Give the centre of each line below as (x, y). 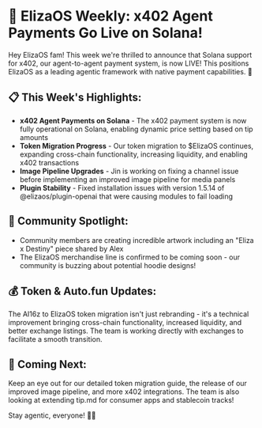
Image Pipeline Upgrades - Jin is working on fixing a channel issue (129, 171)
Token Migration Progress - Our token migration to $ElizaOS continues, (137, 146)
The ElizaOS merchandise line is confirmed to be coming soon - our (130, 257)
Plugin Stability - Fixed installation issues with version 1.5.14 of (122, 187)
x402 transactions (49, 162)
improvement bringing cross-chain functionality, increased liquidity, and (125, 323)
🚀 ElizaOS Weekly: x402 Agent (110, 16)
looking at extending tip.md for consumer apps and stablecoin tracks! (121, 400)
